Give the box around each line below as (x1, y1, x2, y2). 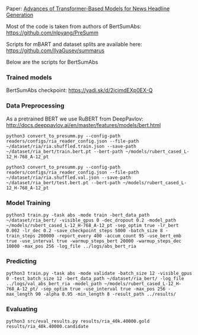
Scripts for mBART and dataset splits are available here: (6, 41, 142, 48)
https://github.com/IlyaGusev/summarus (6, 47, 105, 54)
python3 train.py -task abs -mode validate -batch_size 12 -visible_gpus (6, 270, 193, 277)
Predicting (6, 257, 37, 265)
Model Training (6, 198, 51, 207)
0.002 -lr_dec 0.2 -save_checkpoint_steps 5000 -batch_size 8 (6, 227, 163, 233)
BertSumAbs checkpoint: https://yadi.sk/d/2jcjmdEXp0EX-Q (6, 87, 153, 94)
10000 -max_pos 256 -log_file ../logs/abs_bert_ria (6, 243, 136, 249)
